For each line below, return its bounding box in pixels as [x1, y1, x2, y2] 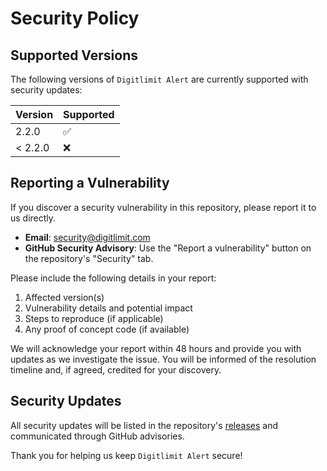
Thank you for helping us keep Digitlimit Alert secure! [10, 449, 243, 461]
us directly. [10, 212, 57, 224]
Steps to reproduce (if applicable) [24, 312, 164, 324]
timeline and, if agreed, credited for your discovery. [10, 363, 222, 376]
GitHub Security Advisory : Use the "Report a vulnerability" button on [24, 242, 312, 254]
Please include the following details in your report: [10, 272, 217, 284]
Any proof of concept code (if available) [24, 323, 190, 335]
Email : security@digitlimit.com [24, 231, 151, 243]
